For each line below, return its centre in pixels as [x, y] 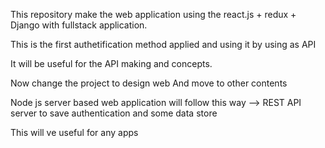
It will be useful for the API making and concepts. [111, 63]
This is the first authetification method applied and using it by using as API [163, 44]
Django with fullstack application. [79, 25]
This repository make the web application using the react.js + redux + [153, 14]
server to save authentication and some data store [114, 113]
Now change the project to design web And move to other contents [149, 83]
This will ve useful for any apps [74, 132]
